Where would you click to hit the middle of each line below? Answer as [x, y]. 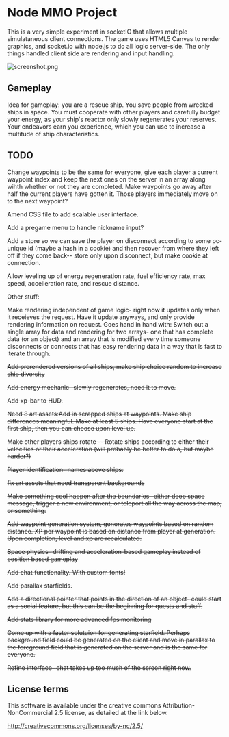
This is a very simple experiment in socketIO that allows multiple [97, 32]
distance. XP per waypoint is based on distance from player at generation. [111, 531]
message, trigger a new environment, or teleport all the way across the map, [114, 503]
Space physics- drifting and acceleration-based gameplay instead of [104, 551]
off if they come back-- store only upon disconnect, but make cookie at [108, 255]
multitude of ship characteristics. [54, 134]
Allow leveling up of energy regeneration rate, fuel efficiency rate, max [106, 276]
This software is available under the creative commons [84, 705]
